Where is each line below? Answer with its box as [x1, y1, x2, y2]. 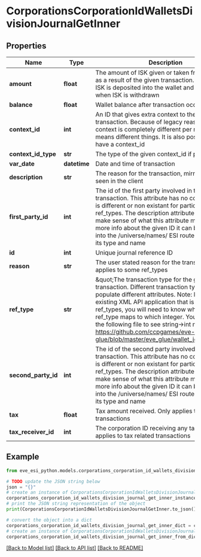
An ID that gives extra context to [95, 111, 185, 118]
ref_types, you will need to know [95, 305, 187, 313]
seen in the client [95, 177, 144, 185]
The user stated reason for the [95, 258, 181, 267]
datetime [63, 160, 90, 168]
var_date [9, 160, 35, 168]
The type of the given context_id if [95, 150, 192, 158]
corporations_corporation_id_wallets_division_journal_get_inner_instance [6, 495, 197, 501]
